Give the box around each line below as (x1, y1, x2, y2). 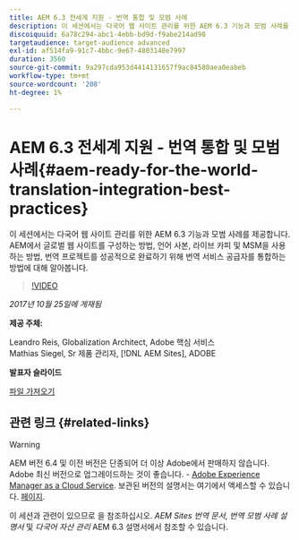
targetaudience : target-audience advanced (9, 38, 170, 47)
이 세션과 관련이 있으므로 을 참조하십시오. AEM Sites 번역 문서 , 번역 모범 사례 (9, 510, 278, 521)
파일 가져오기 (9, 386, 56, 397)
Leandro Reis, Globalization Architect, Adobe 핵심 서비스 (9, 337, 215, 347)
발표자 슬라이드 (9, 367, 63, 378)
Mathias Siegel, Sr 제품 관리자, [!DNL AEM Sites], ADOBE (9, 348, 217, 359)
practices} (9, 198, 90, 219)
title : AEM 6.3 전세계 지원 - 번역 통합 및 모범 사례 (9, 13, 188, 22)
